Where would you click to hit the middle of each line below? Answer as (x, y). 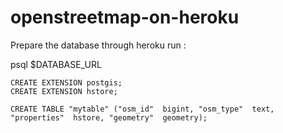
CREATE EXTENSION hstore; (64, 91)
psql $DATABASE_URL (56, 64)
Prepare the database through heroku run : (98, 45)
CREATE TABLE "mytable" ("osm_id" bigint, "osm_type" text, (142, 109)
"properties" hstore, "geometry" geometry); (109, 117)
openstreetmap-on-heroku (125, 17)
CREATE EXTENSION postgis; (66, 82)
